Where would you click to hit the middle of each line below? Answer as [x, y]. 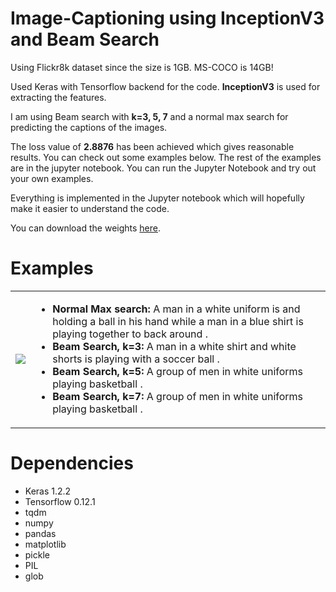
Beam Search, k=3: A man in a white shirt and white [174, 346]
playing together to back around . [130, 334]
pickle [37, 554]
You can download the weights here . [86, 228]
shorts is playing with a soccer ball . [136, 359]
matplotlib [45, 544]
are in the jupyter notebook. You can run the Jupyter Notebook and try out [163, 168]
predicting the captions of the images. [89, 127]
